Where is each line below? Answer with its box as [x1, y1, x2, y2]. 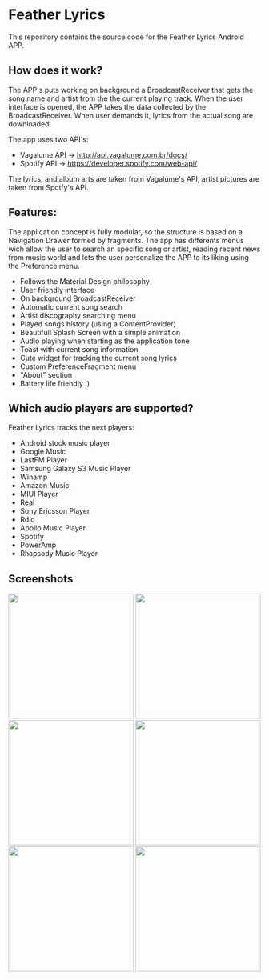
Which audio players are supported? [8, 402, 194, 415]
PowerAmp [19, 540, 57, 550]
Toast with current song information [19, 344, 139, 354]
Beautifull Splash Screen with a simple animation [19, 327, 181, 337]
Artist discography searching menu [19, 310, 136, 320]
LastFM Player [19, 455, 68, 465]
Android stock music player [19, 438, 110, 448]
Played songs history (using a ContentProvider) [19, 318, 176, 329]
